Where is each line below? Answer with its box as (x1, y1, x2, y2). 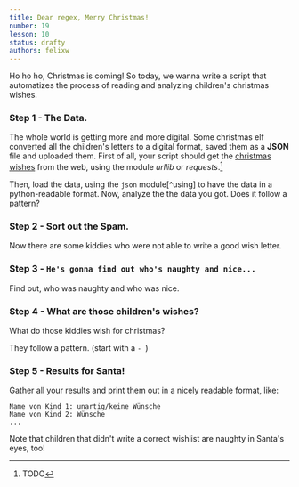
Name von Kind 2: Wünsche (9, 410, 105, 419)
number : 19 (9, 21, 50, 30)
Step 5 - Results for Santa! (9, 364, 125, 377)
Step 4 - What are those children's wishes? (9, 304, 199, 317)
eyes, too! (9, 442, 46, 454)
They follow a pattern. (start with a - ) (9, 342, 149, 353)
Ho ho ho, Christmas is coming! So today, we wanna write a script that (9, 70, 267, 81)
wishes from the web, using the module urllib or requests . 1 (9, 160, 223, 173)
